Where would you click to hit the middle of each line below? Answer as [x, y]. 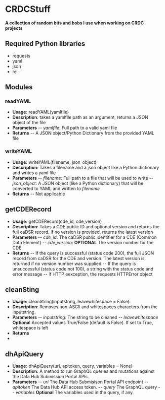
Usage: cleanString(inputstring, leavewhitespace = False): [71, 302]
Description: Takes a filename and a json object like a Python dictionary [85, 167]
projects [14, 28]
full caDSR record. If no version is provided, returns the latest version [82, 232]
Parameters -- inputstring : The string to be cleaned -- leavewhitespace [85, 317]
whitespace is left [30, 328]
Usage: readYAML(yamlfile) [41, 112]
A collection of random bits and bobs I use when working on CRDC [75, 23]
